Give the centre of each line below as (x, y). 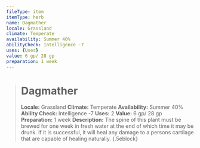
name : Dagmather (26, 23)
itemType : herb (25, 17)
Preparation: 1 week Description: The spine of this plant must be (101, 120)
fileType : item (25, 12)
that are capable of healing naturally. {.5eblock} (79, 139)
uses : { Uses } (22, 51)
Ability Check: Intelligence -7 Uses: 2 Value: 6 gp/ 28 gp (91, 114)
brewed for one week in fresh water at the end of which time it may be (107, 126)
